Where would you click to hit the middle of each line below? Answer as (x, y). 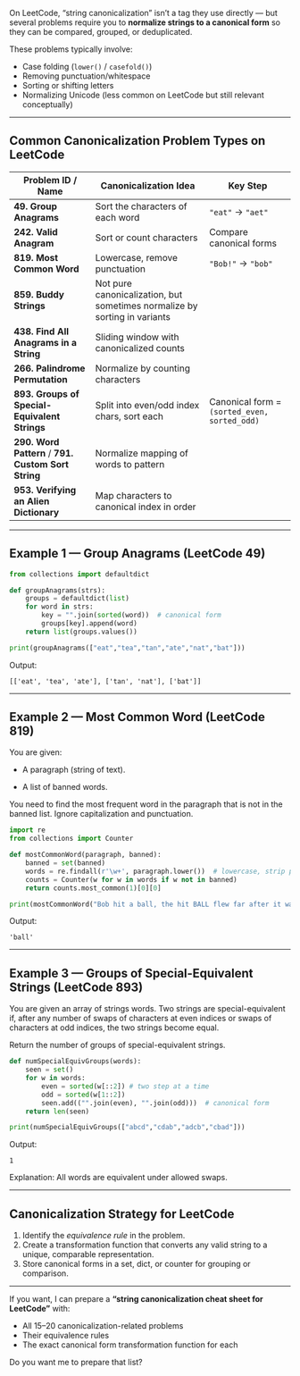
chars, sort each (129, 416)
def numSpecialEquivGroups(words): (75, 1061)
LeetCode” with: (40, 1309)
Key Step (248, 185)
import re (28, 830)
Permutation (41, 379)
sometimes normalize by (146, 306)
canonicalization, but (139, 294)
